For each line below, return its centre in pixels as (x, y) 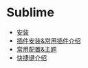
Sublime (30, 13)
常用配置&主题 (36, 49)
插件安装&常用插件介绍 (48, 40)
